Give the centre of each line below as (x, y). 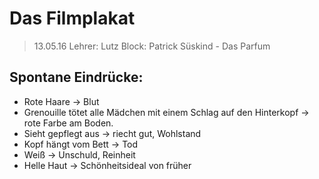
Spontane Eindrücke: (76, 77)
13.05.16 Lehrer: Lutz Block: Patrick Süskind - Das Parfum (152, 46)
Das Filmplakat (72, 18)
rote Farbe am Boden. (68, 123)
